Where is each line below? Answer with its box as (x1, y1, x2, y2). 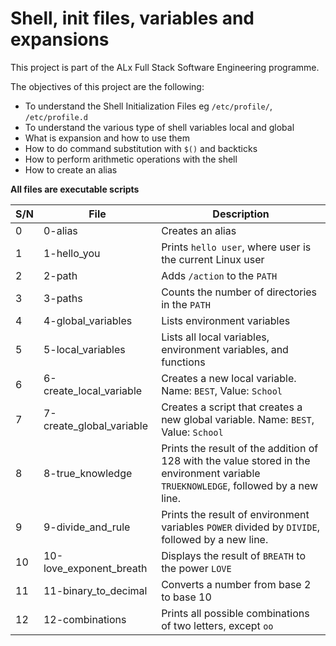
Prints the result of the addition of (161, 441, 319, 455)
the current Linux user (161, 252, 265, 266)
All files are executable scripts (10, 183, 140, 195)
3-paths (43, 291, 83, 305)
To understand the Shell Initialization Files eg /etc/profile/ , (24, 100, 273, 112)
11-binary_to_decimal (43, 583, 148, 597)
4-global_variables (43, 313, 133, 327)
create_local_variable (43, 383, 143, 397)
